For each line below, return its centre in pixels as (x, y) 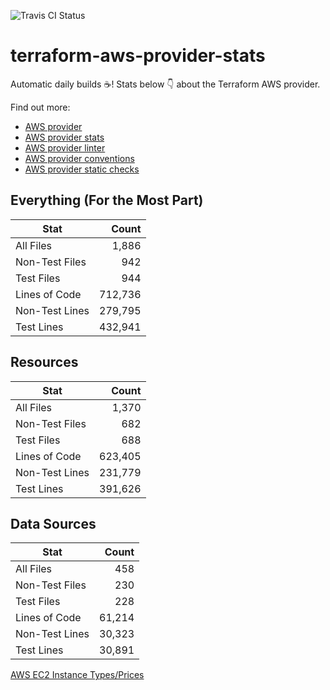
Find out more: (40, 107)
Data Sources (53, 523)
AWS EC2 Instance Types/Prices (77, 675)
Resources (44, 362)
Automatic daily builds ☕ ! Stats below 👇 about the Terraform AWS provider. (165, 84)
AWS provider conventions (79, 158)
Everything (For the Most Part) (107, 200)
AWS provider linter (65, 147)
